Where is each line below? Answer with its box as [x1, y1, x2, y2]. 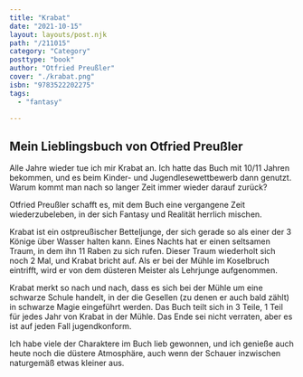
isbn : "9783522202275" [9, 80, 95, 90]
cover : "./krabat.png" [9, 72, 95, 81]
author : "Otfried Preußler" [9, 64, 116, 73]
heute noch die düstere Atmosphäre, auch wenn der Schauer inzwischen [9, 348, 281, 359]
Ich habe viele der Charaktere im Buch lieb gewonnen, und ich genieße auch [9, 338, 294, 349]
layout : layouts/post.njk [9, 30, 107, 39]
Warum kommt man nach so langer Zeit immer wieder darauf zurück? [9, 182, 268, 193]
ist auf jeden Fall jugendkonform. [9, 321, 132, 332]
